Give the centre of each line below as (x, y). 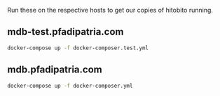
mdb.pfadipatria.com (55, 70)
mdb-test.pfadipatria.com (66, 32)
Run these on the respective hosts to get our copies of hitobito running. (110, 10)
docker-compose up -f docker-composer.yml (70, 86)
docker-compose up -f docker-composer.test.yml (78, 48)
